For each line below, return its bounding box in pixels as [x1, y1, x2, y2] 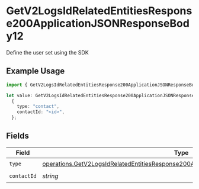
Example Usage [6, 66, 65, 76]
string [42, 172, 59, 180]
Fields [6, 131, 30, 141]
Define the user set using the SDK [6, 49, 89, 56]
